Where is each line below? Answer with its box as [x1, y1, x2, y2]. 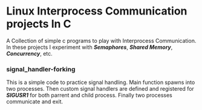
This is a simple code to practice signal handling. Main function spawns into [6, 79, 195, 86]
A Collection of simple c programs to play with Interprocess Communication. [6, 37, 197, 44]
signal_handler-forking [6, 65, 76, 73]
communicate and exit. [6, 98, 64, 105]
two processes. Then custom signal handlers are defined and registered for [6, 85, 195, 92]
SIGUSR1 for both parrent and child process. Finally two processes [6, 92, 172, 99]
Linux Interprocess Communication [6, 4, 187, 18]
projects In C [6, 17, 71, 31]
